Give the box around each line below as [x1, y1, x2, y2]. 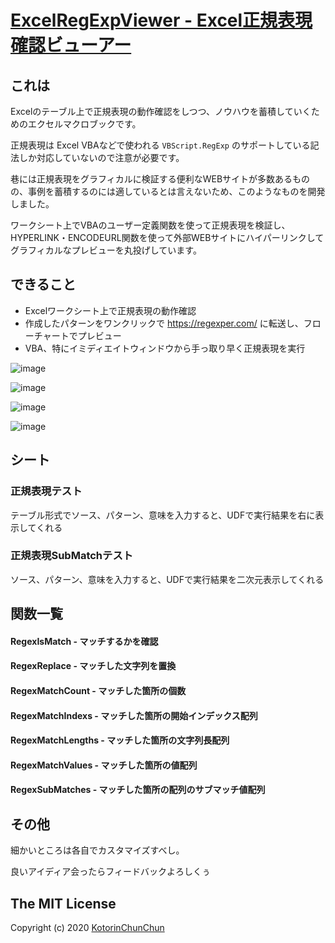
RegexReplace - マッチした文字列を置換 [10, 660, 177, 672]
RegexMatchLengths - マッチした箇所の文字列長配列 [10, 734, 230, 746]
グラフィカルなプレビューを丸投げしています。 [10, 244, 202, 256]
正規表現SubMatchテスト [10, 549, 134, 563]
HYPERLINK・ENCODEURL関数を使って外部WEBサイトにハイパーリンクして [10, 232, 325, 243]
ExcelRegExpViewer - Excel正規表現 [10, 9, 313, 32]
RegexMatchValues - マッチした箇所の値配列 [10, 759, 198, 771]
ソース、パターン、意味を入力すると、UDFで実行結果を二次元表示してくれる [10, 573, 325, 585]
